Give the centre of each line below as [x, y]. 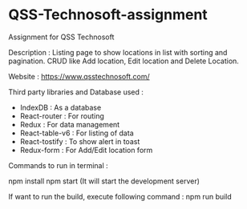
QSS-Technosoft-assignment [108, 15]
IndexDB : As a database [61, 107]
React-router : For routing [62, 116]
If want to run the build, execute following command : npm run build [120, 196]
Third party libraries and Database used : [76, 92]
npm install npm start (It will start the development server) [104, 181]
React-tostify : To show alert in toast [80, 141]
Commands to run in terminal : [58, 165]
